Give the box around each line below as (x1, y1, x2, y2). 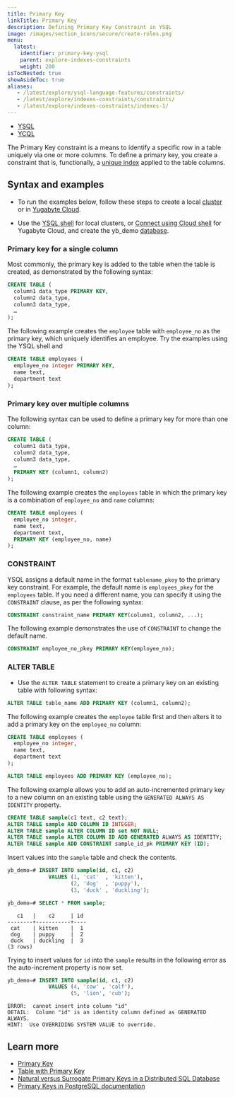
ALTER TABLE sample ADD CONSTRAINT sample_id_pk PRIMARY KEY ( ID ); (7, 840, 210, 848)
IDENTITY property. (7, 800, 61, 809)
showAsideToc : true (7, 76, 65, 84)
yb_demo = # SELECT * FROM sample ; (7, 900, 106, 907)
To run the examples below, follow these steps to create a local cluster (17, 197, 222, 206)
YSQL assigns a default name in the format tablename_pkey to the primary (7, 575, 221, 584)
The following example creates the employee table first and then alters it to (7, 712, 222, 720)
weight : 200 (20, 63, 55, 70)
